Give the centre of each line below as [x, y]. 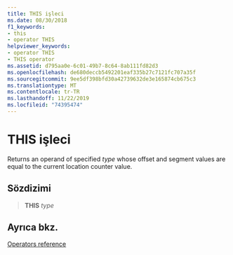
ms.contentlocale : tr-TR [44, 92]
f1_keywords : [26, 27]
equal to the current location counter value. [70, 166]
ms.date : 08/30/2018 [38, 20]
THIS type [39, 205]
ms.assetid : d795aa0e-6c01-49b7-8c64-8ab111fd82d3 [83, 66]
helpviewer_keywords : [39, 46]
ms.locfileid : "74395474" [45, 105]
